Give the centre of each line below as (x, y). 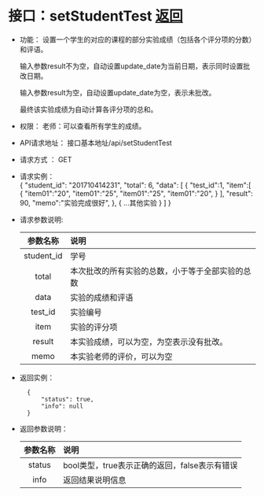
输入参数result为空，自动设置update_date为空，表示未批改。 (117, 92)
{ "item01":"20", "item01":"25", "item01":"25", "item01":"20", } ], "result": (136, 193)
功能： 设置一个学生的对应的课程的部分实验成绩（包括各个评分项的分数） (137, 39)
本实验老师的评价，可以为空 (121, 357)
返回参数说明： (44, 428)
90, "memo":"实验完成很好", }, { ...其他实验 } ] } (95, 202)
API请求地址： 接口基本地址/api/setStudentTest (96, 143)
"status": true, (67, 399)
